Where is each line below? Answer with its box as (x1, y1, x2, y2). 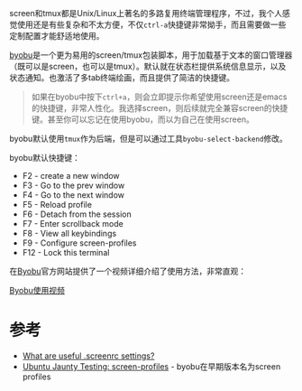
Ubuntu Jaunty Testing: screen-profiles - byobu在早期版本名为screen (22, 360, 281, 372)
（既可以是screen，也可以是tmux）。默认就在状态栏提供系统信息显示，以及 (9, 61, 287, 71)
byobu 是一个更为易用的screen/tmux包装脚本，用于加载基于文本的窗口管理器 (9, 50, 293, 61)
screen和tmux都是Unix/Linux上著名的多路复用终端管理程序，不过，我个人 (9, 8, 283, 18)
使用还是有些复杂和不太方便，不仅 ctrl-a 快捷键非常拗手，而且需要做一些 (16, 19, 287, 30)
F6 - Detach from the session (22, 209, 133, 219)
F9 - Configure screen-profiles (22, 237, 137, 248)
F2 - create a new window (22, 171, 120, 181)
